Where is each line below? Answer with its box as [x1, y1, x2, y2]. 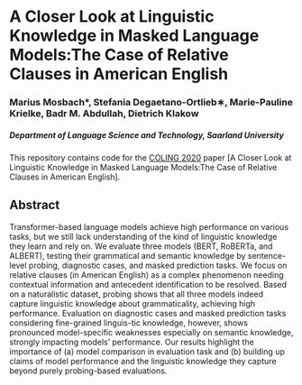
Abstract [9, 197, 60, 213]
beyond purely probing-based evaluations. [9, 365, 168, 376]
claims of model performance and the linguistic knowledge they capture [9, 355, 277, 366]
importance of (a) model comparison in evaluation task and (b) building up [9, 345, 286, 357]
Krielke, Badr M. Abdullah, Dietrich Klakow [9, 107, 199, 120]
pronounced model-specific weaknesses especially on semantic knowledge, [9, 326, 294, 337]
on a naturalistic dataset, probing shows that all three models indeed [9, 289, 264, 299]
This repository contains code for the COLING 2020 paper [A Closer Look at [9, 152, 292, 163]
